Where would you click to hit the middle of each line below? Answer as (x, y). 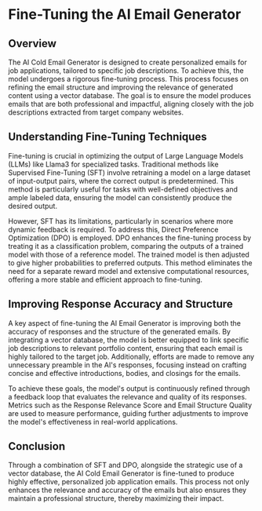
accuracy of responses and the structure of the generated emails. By (120, 331)
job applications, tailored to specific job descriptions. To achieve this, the (126, 71)
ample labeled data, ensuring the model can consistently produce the (120, 197)
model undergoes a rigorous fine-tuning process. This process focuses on (128, 79)
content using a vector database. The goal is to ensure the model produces (130, 95)
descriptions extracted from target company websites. (96, 112)
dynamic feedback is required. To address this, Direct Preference (113, 229)
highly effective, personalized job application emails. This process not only (129, 482)
